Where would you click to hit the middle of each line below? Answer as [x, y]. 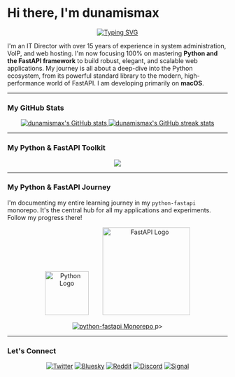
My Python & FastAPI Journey [59, 187]
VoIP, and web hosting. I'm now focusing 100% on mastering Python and [113, 53]
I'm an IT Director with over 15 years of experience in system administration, [117, 46]
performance [26, 83]
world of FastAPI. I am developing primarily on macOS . [125, 83]
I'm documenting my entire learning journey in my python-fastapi [101, 203]
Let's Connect [32, 350]
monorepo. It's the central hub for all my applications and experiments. [109, 210]
